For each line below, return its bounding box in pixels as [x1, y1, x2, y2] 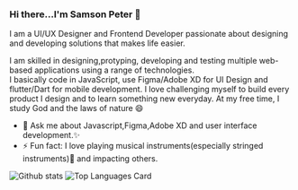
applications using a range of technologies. [34, 65, 195, 75]
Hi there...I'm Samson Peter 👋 [9, 8, 141, 21]
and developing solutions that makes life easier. [9, 38, 186, 48]
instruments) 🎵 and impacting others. [22, 153, 158, 164]
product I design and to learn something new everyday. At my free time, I [9, 93, 280, 104]
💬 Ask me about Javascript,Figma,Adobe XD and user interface [22, 120, 257, 131]
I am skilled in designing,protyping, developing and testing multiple [9, 56, 257, 66]
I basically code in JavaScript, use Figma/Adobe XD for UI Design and [9, 74, 268, 85]
